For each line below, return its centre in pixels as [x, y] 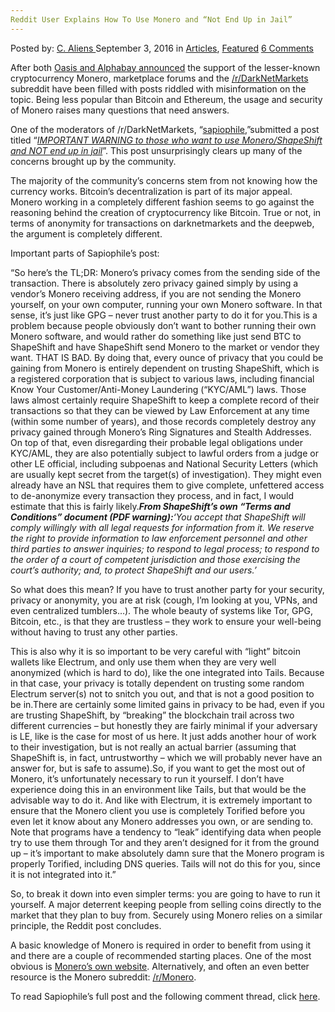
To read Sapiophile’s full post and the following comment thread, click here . [165, 996]
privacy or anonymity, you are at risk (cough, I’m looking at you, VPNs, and [164, 600]
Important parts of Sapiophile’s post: [85, 253]
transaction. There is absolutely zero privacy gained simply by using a [154, 283]
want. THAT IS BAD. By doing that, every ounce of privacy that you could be [167, 357]
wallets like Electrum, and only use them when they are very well [143, 662]
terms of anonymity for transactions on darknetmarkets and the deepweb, [162, 223]
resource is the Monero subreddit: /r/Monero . [103, 977]
